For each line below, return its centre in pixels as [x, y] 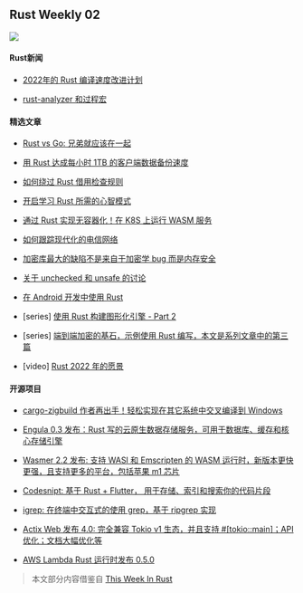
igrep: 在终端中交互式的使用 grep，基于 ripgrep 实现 [119, 510]
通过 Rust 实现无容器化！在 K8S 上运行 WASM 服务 [117, 220]
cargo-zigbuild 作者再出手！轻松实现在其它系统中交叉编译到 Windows [152, 410]
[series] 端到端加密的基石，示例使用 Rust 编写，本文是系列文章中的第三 [155, 336]
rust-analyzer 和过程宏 [64, 100]
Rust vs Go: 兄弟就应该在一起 [76, 143]
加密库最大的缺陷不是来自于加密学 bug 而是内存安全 [119, 259]
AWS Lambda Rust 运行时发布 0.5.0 [89, 560]
